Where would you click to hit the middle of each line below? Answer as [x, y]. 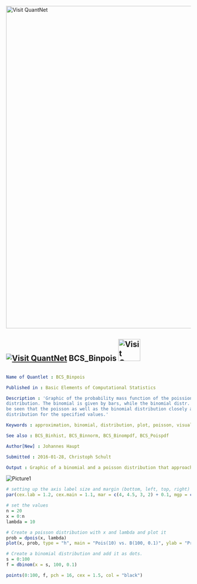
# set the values [27, 505]
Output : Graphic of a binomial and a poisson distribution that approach [99, 467]
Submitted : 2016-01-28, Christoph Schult [59, 457]
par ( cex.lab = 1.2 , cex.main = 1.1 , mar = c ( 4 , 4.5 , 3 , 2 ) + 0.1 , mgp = [97, 495]
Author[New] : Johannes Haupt [43, 446]
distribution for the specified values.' [57, 415]
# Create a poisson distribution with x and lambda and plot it [86, 532]
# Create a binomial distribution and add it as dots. [74, 554]
